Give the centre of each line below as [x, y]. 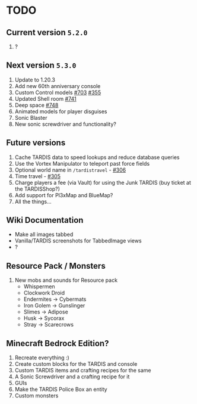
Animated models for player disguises [61, 111]
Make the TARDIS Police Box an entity [61, 389]
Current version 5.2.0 [47, 32]
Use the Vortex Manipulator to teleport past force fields [82, 163]
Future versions [36, 143]
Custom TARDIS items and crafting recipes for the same [83, 371]
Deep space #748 [36, 105]
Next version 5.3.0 [41, 65]
